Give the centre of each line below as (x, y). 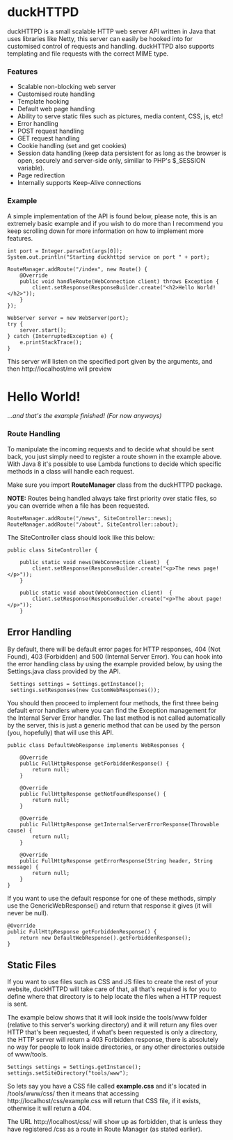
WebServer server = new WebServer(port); (68, 318)
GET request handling (48, 138)
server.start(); (43, 330)
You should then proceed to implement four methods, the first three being (113, 703)
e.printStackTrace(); (51, 342)
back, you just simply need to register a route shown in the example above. (115, 456)
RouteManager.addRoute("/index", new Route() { (78, 269)
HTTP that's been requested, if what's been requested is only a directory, (112, 1032)
